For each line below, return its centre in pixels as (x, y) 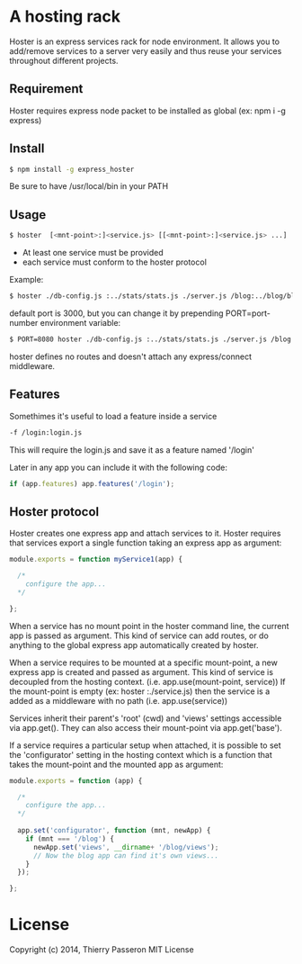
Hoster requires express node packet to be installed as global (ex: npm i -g (147, 111)
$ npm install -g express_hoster (72, 169)
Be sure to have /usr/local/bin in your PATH (89, 186)
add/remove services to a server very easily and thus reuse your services (146, 50)
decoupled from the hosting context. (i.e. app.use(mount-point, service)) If (147, 681)
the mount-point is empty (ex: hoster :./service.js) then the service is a (140, 691)
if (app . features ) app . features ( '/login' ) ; (92, 483)
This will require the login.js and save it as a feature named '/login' (132, 450)
